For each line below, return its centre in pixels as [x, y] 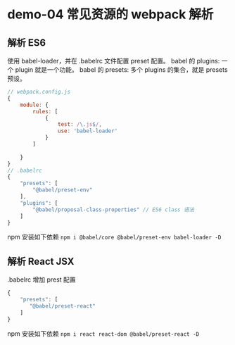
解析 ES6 [27, 43]
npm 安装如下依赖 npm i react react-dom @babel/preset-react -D [103, 333]
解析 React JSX [41, 261]
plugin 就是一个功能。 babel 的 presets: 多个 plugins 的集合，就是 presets [121, 70]
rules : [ [45, 111]
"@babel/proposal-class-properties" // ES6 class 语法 [114, 209]
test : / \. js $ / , [80, 125]
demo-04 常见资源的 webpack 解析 [110, 14]
